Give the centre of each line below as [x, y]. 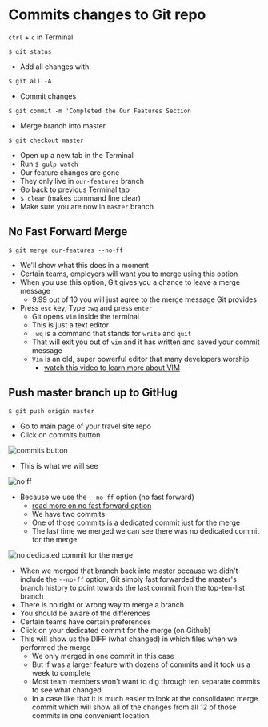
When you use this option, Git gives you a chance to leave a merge [130, 282]
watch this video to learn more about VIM [112, 368]
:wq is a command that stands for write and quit [112, 333]
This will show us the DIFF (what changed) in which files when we [128, 639]
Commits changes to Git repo [107, 15]
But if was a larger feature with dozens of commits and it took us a [141, 664]
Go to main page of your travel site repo [86, 426]
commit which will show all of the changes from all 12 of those [134, 707]
